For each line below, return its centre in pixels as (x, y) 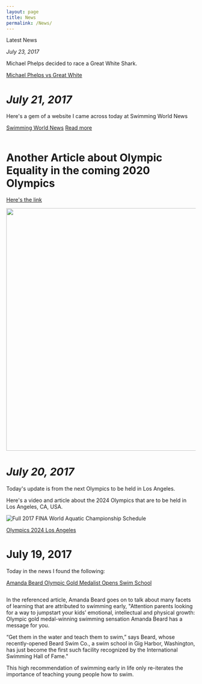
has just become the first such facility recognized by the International (92, 650)
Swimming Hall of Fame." (37, 656)
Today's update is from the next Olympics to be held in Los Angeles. (91, 489)
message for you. (28, 626)
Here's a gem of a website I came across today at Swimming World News (97, 116)
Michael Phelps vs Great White (44, 75)
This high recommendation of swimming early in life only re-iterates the (95, 668)
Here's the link (24, 200)
